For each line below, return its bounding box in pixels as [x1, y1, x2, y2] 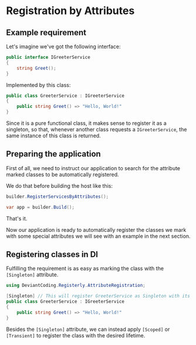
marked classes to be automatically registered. [6, 171, 119, 178]
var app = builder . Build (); [6, 204, 75, 210]
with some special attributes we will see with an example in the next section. [6, 232, 191, 239]
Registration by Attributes [6, 4, 135, 18]
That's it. [6, 215, 28, 222]
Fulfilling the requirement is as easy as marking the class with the [6, 265, 164, 272]
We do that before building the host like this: [6, 182, 113, 189]
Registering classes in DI [6, 249, 99, 259]
